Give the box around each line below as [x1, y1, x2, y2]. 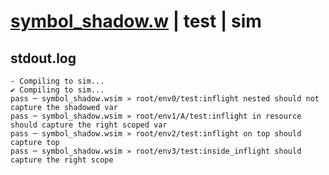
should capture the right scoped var [10, 120, 168, 130]
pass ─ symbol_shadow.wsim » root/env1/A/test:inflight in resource [10, 111, 302, 121]
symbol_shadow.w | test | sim [10, 10, 262, 33]
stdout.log [10, 50, 77, 67]
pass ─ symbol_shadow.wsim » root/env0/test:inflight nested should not [10, 94, 320, 104]
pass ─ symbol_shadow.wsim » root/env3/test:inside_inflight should [10, 146, 302, 156]
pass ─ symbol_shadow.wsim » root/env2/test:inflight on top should [10, 129, 302, 139]
